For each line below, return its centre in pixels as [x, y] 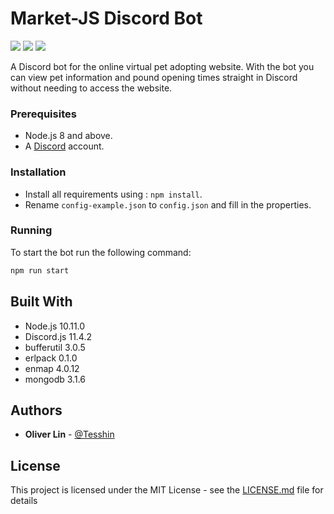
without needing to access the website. [91, 88]
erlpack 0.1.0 [51, 358]
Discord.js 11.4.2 [58, 336]
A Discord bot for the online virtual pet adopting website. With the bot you [162, 66]
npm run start [40, 270]
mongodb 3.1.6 [55, 379]
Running [31, 230]
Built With [41, 302]
